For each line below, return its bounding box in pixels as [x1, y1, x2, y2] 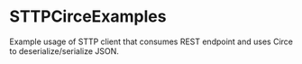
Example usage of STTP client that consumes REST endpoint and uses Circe [9, 36, 293, 47]
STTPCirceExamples [9, 6, 167, 27]
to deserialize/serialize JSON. [9, 45, 120, 56]
